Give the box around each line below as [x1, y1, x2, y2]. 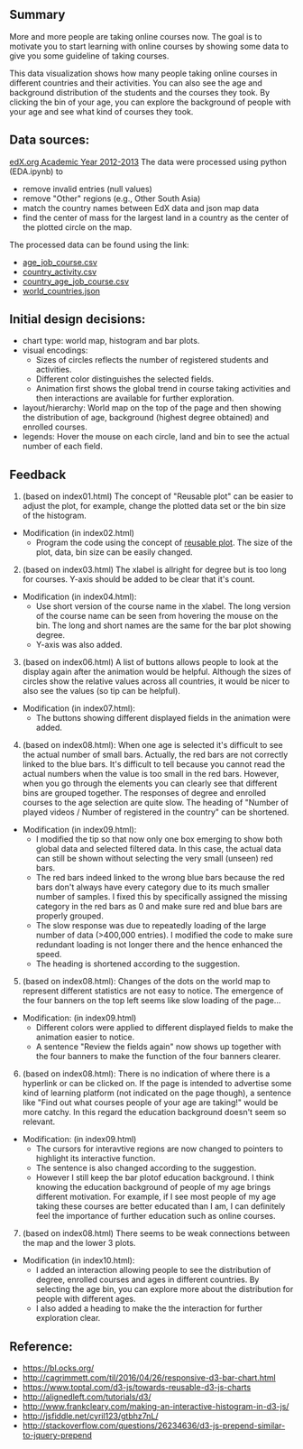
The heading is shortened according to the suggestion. [35, 958, 241, 969]
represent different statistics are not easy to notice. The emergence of [22, 985, 284, 996]
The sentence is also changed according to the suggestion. [35, 1163, 257, 1174]
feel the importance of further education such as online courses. [35, 1211, 277, 1222]
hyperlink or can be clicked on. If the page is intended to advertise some [22, 1078, 292, 1089]
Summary [9, 7, 66, 23]
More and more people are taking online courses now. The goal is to [9, 31, 262, 42]
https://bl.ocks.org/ [22, 1362, 95, 1374]
